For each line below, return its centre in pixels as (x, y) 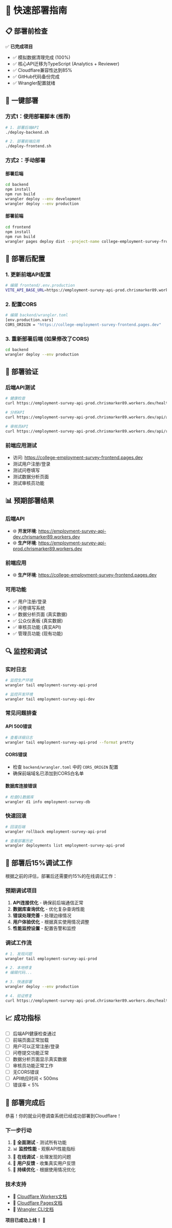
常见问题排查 (21, 713)
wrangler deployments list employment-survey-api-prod (65, 845)
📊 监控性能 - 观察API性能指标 (44, 1149)
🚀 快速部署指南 (36, 10)
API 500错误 (19, 726)
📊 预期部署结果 (30, 501)
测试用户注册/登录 (31, 464)
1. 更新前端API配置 (28, 274)
